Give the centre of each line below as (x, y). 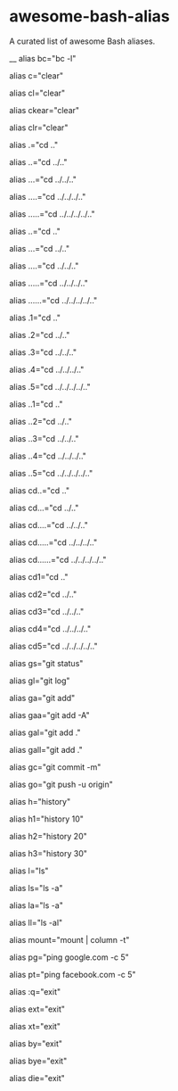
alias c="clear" (36, 75)
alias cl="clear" (37, 93)
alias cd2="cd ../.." (43, 594)
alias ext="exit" (37, 1009)
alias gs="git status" (46, 663)
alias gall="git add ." (46, 749)
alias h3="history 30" (48, 853)
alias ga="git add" (42, 698)
